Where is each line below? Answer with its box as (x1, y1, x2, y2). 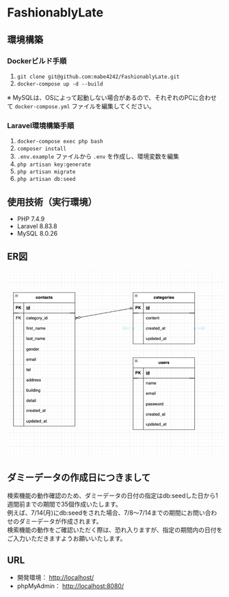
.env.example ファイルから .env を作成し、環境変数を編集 (16, 152, 180, 160)
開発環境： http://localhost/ (16, 574, 94, 582)
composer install (16, 145, 67, 152)
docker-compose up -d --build (16, 80, 104, 87)
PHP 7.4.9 (16, 215, 45, 223)
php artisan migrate (16, 169, 76, 175)
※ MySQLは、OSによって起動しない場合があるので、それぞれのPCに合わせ (7, 93, 217, 101)
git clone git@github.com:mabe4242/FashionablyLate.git (16, 73, 180, 80)
